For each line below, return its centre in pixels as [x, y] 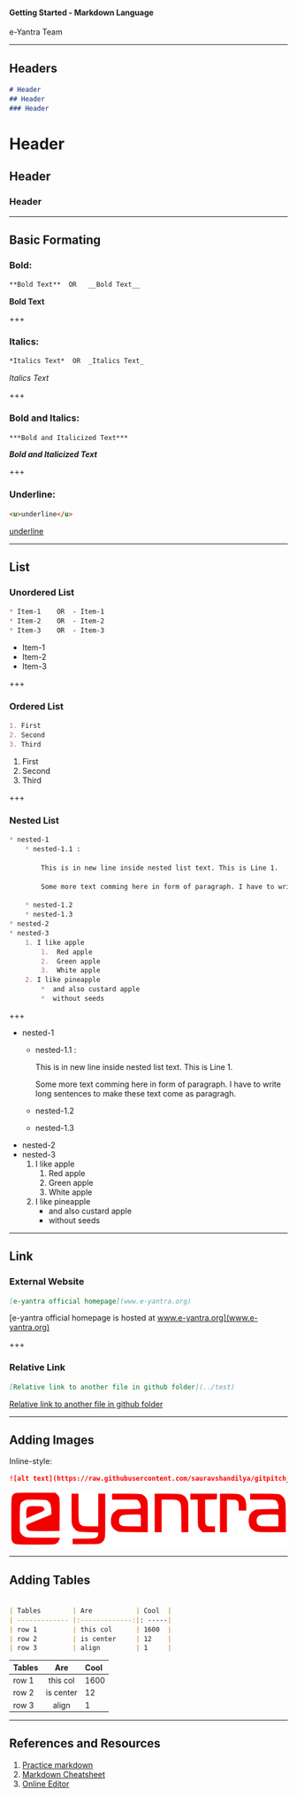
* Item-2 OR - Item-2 [57, 621]
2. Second [27, 735]
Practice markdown [57, 1765]
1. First [25, 726]
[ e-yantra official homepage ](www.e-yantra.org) [100, 1301]
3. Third [25, 744]
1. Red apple [67, 952]
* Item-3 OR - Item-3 [57, 631]
